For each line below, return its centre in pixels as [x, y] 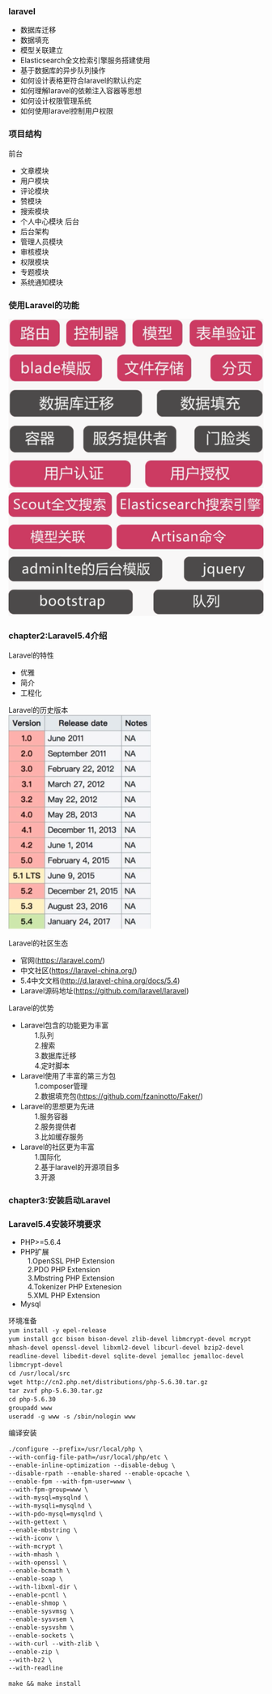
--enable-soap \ [36, 1579]
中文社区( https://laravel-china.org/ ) [79, 970]
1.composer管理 [61, 1086]
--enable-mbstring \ [43, 1530]
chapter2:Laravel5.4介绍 [58, 636]
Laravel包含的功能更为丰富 [64, 1025]
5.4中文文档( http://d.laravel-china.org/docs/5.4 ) [100, 980]
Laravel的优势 [31, 1008]
